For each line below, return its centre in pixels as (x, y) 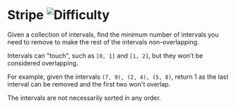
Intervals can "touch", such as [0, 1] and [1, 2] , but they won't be (105, 56)
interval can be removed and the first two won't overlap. (89, 84)
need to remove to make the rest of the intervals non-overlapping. (103, 41)
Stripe (26, 15)
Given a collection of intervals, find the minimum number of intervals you (113, 34)
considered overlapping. (43, 63)
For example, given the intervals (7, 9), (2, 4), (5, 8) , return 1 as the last (118, 77)
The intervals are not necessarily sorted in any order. (84, 98)
